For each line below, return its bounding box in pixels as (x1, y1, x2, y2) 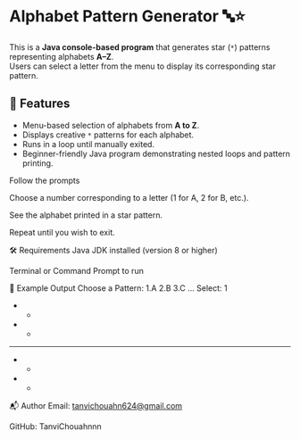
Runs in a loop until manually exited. (21, 138, 154, 149)
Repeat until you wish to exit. (9, 227, 115, 237)
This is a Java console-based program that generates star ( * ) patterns (9, 41, 271, 53)
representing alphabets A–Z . (9, 51, 114, 62)
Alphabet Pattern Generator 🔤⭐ (9, 6, 246, 27)
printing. (21, 157, 54, 169)
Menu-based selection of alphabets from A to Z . (21, 120, 200, 130)
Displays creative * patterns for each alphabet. (21, 129, 195, 140)
